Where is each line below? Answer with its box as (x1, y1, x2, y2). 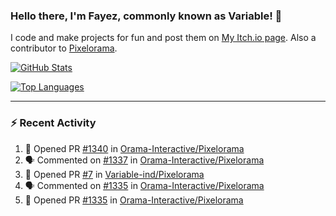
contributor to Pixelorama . (10, 42, 118, 54)
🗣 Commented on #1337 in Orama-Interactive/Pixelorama (24, 154, 265, 166)
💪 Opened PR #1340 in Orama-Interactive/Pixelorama (24, 142, 245, 154)
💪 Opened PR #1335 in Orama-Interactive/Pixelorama (24, 194, 244, 206)
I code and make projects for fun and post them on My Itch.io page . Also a (10, 32, 317, 44)
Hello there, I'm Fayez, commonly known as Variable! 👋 (10, 9, 283, 23)
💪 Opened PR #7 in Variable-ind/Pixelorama (24, 168, 205, 180)
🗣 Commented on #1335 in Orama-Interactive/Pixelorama (24, 179, 265, 191)
